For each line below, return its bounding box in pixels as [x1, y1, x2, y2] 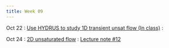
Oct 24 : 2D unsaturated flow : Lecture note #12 [6, 35, 121, 42]
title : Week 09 [6, 8, 43, 14]
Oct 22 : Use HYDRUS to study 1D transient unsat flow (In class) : [6, 24, 164, 31]
